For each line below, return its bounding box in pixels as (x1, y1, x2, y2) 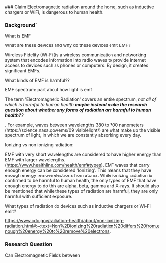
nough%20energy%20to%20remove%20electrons (5, 228, 110, 234)
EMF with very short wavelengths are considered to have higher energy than (5, 151, 162, 158)
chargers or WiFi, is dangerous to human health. (5, 9, 104, 15)
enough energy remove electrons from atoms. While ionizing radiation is (5, 173, 153, 178)
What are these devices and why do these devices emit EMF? (5, 43, 131, 48)
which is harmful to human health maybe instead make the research (5, 102, 147, 108)
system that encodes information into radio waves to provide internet (5, 57, 146, 63)
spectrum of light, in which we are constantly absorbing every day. (5, 132, 142, 138)
